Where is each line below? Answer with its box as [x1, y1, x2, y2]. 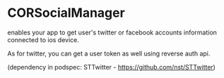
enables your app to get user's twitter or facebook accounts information [7, 28, 218, 37]
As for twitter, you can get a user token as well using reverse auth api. [7, 49, 211, 58]
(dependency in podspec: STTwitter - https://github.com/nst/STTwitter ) [7, 63, 216, 71]
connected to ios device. [7, 35, 80, 44]
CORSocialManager [7, 5, 125, 21]
